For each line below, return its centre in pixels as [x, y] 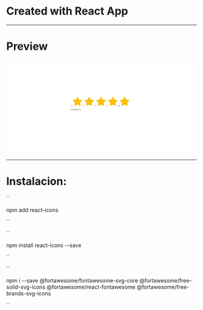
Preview [27, 46]
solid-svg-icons [26, 287]
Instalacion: [37, 182]
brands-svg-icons [29, 293]
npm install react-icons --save [44, 245]
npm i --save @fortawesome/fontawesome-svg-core [72, 280]
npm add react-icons [32, 210]
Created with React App [67, 11]
